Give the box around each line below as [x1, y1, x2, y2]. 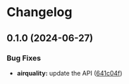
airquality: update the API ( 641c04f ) [16, 69, 123, 77]
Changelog [6, 4, 73, 20]
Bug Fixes [6, 53, 42, 63]
